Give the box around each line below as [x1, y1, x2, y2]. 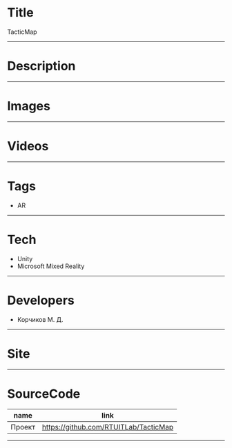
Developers [7, 292, 75, 308]
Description [7, 59, 76, 74]
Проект [10, 422, 36, 432]
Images [7, 99, 50, 114]
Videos [7, 139, 49, 154]
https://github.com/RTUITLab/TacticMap [41, 422, 174, 432]
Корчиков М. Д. [17, 315, 64, 323]
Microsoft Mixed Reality [17, 262, 85, 270]
